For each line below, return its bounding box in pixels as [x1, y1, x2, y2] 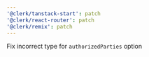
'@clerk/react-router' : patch [6, 17, 95, 24]
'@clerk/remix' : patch [6, 23, 73, 30]
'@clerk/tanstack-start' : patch [6, 10, 101, 17]
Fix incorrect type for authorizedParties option [6, 42, 143, 51]
